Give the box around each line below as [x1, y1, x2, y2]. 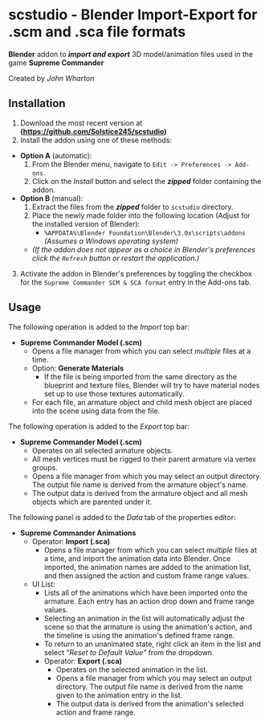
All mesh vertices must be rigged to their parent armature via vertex [31, 454, 257, 464]
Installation [8, 96, 66, 110]
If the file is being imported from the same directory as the [43, 371, 238, 381]
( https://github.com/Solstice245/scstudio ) [19, 126, 167, 136]
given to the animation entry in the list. [55, 690, 183, 700]
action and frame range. [55, 707, 137, 717]
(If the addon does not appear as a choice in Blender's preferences [31, 244, 255, 254]
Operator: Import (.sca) [31, 536, 111, 546]
